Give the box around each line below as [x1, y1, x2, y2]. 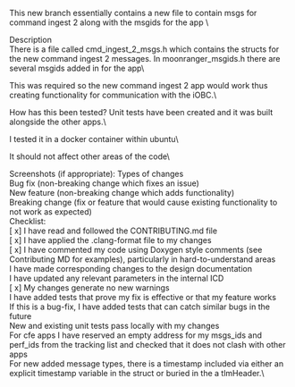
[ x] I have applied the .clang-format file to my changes [9, 235, 212, 245]
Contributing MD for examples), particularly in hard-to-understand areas [9, 254, 276, 265]
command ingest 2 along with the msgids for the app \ [9, 17, 209, 28]
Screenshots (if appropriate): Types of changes [9, 169, 184, 179]
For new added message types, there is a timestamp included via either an [9, 358, 284, 369]
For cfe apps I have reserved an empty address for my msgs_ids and [9, 330, 262, 341]
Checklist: [9, 216, 46, 226]
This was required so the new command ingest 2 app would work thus [9, 80, 268, 90]
